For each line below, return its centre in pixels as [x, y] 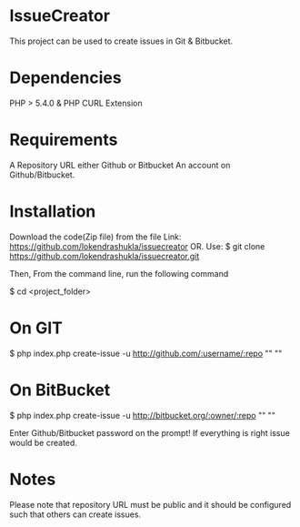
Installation [53, 211]
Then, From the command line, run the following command [119, 273]
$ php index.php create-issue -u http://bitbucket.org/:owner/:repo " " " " [142, 415]
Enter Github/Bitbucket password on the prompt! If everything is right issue [150, 432]
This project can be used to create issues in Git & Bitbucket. [121, 41]
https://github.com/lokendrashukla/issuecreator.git [105, 256]
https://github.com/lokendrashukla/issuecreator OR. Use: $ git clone [137, 246]
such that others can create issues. [75, 514]
